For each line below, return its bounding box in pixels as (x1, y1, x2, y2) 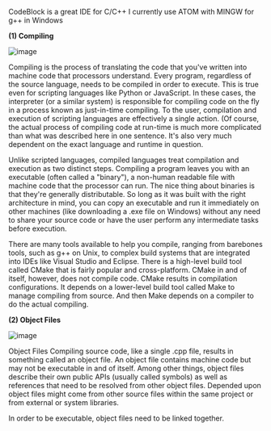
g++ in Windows (8, 15, 63, 25)
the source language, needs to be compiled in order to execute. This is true (8, 80, 259, 89)
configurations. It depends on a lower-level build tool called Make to (8, 282, 235, 291)
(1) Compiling (8, 31, 54, 40)
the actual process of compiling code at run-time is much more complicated (8, 123, 261, 132)
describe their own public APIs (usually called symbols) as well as (8, 372, 228, 382)
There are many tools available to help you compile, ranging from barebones (8, 240, 263, 249)
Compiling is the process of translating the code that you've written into (8, 62, 248, 72)
